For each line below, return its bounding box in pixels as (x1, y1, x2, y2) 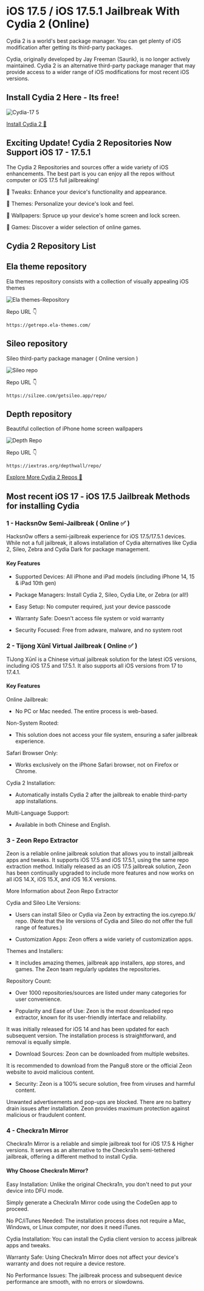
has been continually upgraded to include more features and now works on (6, 869, 194, 876)
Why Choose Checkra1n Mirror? (6, 1167, 89, 1174)
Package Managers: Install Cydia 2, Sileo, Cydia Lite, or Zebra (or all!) (15, 591, 189, 598)
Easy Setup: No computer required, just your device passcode (15, 603, 171, 611)
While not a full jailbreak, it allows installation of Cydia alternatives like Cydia (6, 539, 197, 547)
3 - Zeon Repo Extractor (6, 836, 78, 844)
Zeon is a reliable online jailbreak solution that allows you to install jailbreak (6, 850, 194, 857)
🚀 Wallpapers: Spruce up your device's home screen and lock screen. (6, 211, 181, 219)
